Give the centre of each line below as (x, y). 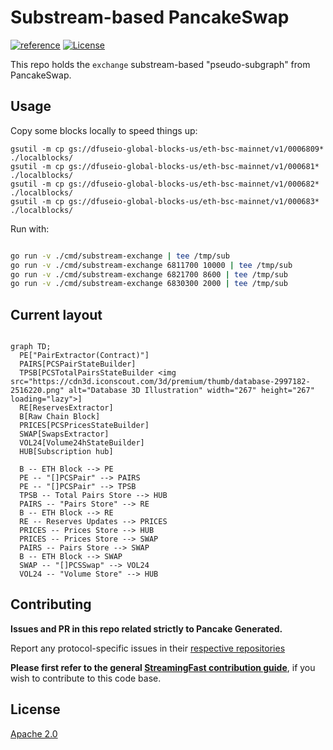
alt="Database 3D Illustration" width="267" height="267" (191, 391)
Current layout (56, 314)
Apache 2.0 (34, 733)
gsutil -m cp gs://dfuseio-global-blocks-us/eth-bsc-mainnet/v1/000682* (165, 184)
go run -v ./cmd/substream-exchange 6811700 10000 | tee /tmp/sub (151, 265)
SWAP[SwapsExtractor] (64, 434)
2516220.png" (37, 391)
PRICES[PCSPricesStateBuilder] (84, 426)
